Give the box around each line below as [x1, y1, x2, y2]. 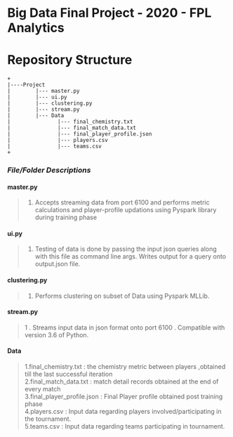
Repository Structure [7, 52, 133, 68]
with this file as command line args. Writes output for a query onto [34, 252, 227, 261]
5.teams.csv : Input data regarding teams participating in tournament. [24, 422, 225, 431]
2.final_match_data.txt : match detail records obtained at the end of [24, 377, 219, 386]
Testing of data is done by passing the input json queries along [34, 244, 218, 254]
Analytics [7, 20, 65, 36]
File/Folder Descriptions [7, 165, 91, 175]
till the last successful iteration [24, 370, 113, 379]
